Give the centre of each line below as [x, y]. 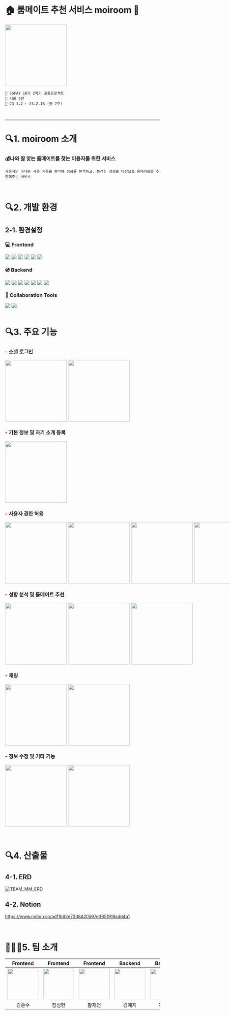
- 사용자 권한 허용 [24, 514]
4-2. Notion [23, 905]
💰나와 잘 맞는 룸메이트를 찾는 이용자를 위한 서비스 [60, 159]
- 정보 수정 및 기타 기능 [30, 757]
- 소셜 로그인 [19, 352]
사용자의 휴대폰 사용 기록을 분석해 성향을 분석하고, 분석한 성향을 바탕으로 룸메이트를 [79, 172]
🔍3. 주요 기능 [31, 332]
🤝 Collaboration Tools [31, 295]
